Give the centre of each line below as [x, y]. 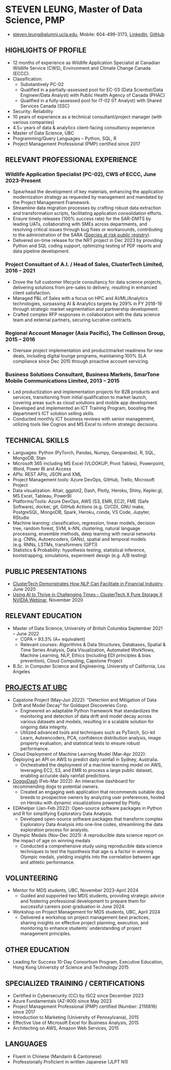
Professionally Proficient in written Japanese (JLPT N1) [70, 1062]
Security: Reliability [33, 111]
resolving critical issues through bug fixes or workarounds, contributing [88, 230]
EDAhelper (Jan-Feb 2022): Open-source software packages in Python [87, 808]
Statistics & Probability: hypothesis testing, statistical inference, [79, 550]
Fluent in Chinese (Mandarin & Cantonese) [57, 1056]
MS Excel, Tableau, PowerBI [42, 496]
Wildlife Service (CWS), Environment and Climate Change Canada [82, 68]
